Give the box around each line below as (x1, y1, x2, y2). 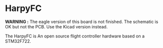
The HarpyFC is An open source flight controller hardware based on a (5, 33, 145, 39)
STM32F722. (5, 38, 32, 44)
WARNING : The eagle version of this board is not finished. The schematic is (5, 19, 159, 24)
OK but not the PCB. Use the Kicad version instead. (5, 24, 108, 29)
